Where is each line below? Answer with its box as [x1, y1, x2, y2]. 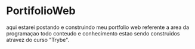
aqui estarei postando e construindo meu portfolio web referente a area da [6, 24, 190, 31]
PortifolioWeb [6, 4, 76, 18]
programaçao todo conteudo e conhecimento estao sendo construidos [6, 30, 180, 37]
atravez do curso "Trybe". [6, 36, 70, 43]
